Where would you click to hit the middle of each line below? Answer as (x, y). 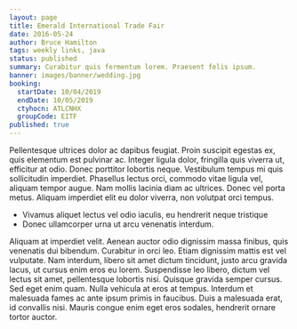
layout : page (33, 17)
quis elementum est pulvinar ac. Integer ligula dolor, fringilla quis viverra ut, (147, 160)
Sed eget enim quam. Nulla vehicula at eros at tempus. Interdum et (131, 289)
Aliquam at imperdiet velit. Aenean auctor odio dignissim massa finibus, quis (149, 241)
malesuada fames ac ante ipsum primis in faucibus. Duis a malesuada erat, (146, 298)
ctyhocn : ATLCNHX (49, 108)
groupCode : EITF (47, 116)
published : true (39, 125)
